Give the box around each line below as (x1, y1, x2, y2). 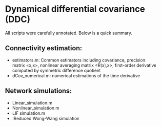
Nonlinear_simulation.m (12, 105, 60, 111)
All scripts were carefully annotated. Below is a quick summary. (5, 30, 133, 36)
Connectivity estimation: (5, 44, 82, 52)
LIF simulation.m (12, 110, 45, 116)
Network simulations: (5, 87, 72, 95)
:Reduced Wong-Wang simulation (12, 115, 80, 121)
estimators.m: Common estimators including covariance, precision (12, 57, 145, 63)
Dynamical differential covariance (5, 3, 145, 15)
